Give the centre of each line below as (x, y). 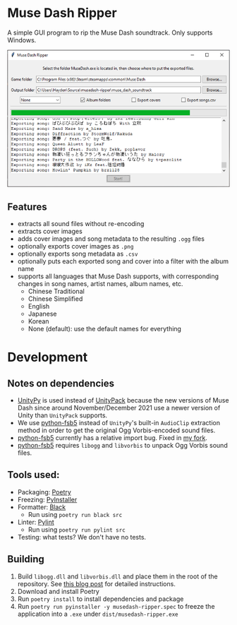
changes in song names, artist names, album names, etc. (100, 284)
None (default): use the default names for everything (105, 329)
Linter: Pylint (36, 522)
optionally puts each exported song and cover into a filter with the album (123, 261)
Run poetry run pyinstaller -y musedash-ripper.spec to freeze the (116, 606)
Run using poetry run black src (75, 514)
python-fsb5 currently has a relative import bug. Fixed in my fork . (113, 438)
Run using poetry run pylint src (77, 529)
